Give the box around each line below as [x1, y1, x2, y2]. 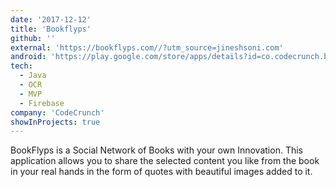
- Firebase [19, 98, 65, 108]
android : [10, 52, 47, 62]
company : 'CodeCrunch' [10, 107, 105, 118]
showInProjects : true [10, 117, 101, 127]
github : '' [10, 33, 56, 43]
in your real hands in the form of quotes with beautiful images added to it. [10, 166, 313, 178]
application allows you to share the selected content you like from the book [10, 155, 320, 167]
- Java [19, 71, 47, 81]
